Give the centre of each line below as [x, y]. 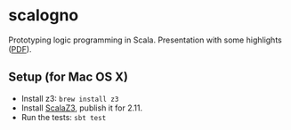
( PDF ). [20, 49]
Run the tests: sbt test [64, 117]
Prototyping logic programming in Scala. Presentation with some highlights [145, 40]
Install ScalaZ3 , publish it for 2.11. [82, 108]
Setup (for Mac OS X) [68, 77]
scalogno [44, 15]
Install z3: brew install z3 [70, 98]
